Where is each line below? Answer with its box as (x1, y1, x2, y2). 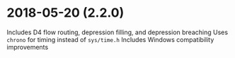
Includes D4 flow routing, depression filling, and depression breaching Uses (6, 28, 228, 36)
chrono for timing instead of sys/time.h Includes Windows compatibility (6, 35, 214, 43)
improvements (6, 43, 49, 51)
